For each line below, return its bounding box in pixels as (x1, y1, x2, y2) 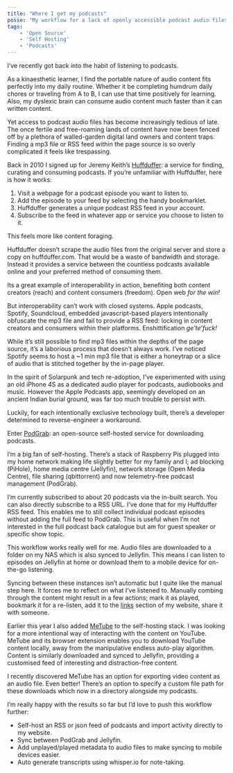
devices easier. (17, 751, 61, 758)
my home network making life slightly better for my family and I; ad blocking (7, 457, 224, 466)
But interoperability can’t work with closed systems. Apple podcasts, (7, 302, 203, 309)
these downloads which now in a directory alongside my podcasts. (7, 687, 198, 695)
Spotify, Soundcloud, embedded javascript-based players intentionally (7, 309, 208, 317)
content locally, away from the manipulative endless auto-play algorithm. (7, 644, 215, 652)
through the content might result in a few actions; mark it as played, (7, 594, 200, 602)
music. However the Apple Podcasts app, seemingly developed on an (7, 388, 206, 396)
